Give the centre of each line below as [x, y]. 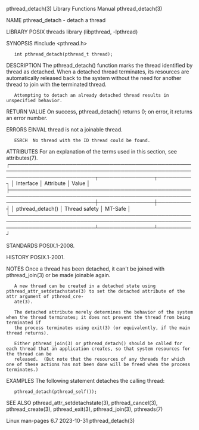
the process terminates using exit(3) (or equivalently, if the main [102, 328]
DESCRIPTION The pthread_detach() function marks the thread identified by [99, 65]
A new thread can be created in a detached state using [85, 286]
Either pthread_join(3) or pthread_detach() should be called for [98, 343]
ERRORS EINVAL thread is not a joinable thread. [65, 130]
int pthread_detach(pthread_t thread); [63, 54]
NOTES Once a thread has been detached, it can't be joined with [85, 269]
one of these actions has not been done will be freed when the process [98, 364]
